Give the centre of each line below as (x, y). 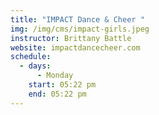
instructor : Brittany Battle (71, 38)
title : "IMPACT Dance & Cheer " (77, 19)
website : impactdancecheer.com (75, 47)
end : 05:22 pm (57, 94)
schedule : (31, 57)
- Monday (55, 76)
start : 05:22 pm (62, 85)
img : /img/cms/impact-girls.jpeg (80, 29)
